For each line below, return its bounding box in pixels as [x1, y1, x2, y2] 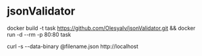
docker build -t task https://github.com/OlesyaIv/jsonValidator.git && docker [7, 24, 196, 32]
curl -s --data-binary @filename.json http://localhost [7, 43, 139, 50]
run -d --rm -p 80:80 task [7, 30, 72, 38]
